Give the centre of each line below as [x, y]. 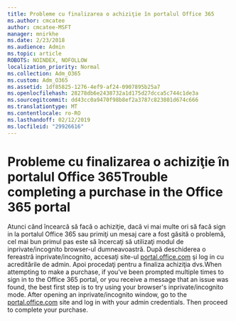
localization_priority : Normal [54, 67]
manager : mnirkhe [33, 34]
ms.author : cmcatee [36, 21]
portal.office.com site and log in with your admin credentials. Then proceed [118, 302]
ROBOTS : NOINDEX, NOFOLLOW [47, 60]
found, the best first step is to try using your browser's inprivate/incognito [116, 287]
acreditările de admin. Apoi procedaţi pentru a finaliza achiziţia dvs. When [115, 265]
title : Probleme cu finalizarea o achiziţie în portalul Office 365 [111, 14]
